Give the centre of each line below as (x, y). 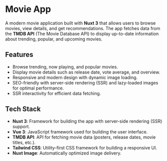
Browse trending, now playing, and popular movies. (65, 66)
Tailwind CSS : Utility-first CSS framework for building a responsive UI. (84, 147)
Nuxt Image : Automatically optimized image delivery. (67, 153)
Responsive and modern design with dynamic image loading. (75, 77)
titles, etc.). (24, 142)
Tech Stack (23, 109)
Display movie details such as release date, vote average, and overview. (86, 72)
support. (21, 126)
